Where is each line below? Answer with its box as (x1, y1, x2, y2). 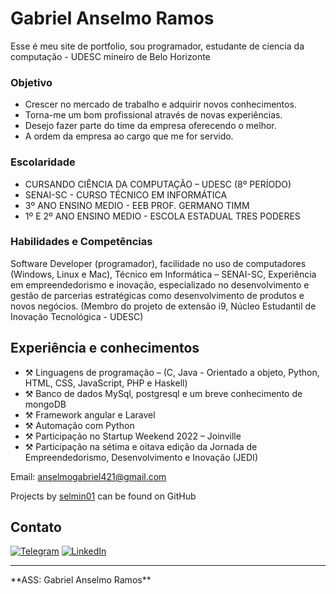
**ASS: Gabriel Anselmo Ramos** (10, 574, 152, 586)
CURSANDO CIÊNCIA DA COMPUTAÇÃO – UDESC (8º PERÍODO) (24, 178, 292, 190)
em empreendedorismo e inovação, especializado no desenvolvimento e (10, 278, 310, 291)
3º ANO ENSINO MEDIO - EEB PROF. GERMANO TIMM (24, 199, 250, 211)
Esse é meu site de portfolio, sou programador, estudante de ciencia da (10, 40, 305, 52)
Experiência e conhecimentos (10, 340, 200, 357)
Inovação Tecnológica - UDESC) (10, 310, 144, 322)
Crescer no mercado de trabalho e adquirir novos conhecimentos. (24, 98, 297, 111)
